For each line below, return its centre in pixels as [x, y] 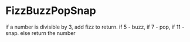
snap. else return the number [40, 33]
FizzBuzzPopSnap [51, 11]
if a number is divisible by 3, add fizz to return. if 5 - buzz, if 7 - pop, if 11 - [95, 27]
